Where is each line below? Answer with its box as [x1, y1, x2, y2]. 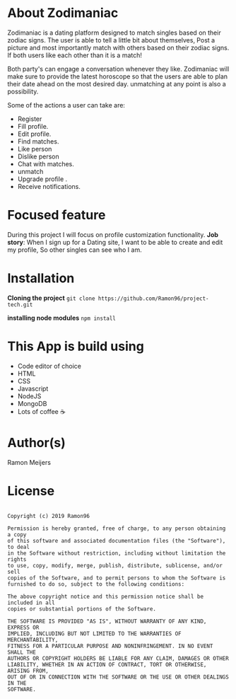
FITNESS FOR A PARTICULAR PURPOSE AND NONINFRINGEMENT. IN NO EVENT [7, 642, 213, 649]
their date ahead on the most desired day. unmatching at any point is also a [7, 79, 226, 88]
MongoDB [17, 399, 47, 408]
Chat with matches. [17, 159, 74, 168]
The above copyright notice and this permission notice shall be [7, 593, 203, 600]
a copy [7, 531, 27, 538]
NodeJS [17, 391, 42, 400]
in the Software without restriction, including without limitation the [7, 550, 226, 557]
